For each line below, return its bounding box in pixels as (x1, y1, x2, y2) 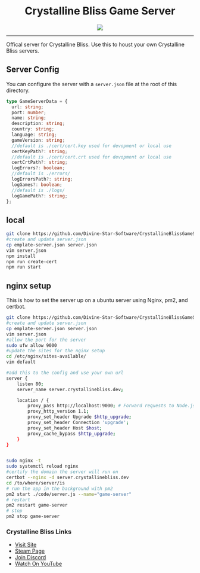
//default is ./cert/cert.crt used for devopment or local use (11, 154, 171, 160)
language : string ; (11, 132, 58, 138)
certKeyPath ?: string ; (11, 148, 68, 154)
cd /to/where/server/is (6, 480, 65, 486)
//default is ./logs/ (11, 187, 65, 193)
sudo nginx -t (6, 458, 42, 464)
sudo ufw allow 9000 (6, 342, 58, 348)
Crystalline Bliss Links (6, 528, 72, 536)
